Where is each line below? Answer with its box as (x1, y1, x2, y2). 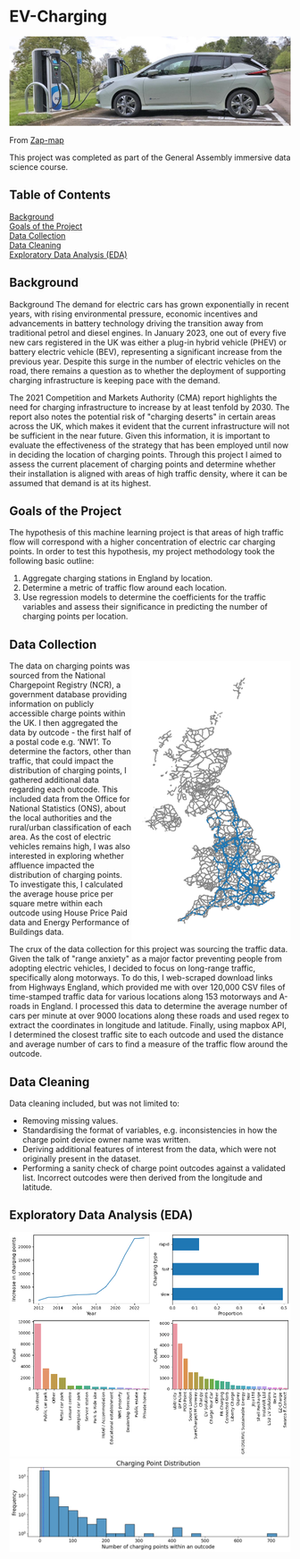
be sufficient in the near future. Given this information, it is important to (9, 430, 271, 441)
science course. (9, 161, 69, 172)
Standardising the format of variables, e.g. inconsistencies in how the (21, 1125, 278, 1135)
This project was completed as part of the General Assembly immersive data (9, 152, 291, 163)
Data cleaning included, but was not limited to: (9, 1098, 180, 1108)
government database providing (9, 689, 128, 700)
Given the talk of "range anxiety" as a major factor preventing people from (9, 954, 283, 965)
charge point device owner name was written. (21, 1133, 191, 1145)
